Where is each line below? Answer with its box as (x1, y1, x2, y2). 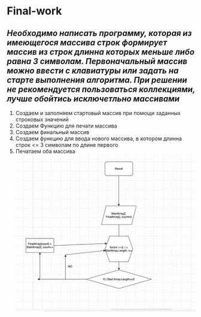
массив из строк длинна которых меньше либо (7, 47, 195, 57)
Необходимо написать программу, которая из (7, 28, 192, 38)
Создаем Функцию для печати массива (15, 122, 117, 129)
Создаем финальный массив (15, 129, 90, 135)
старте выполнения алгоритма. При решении (7, 75, 187, 85)
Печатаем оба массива (15, 148, 75, 155)
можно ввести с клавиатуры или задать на (7, 65, 179, 76)
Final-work (7, 4, 62, 18)
